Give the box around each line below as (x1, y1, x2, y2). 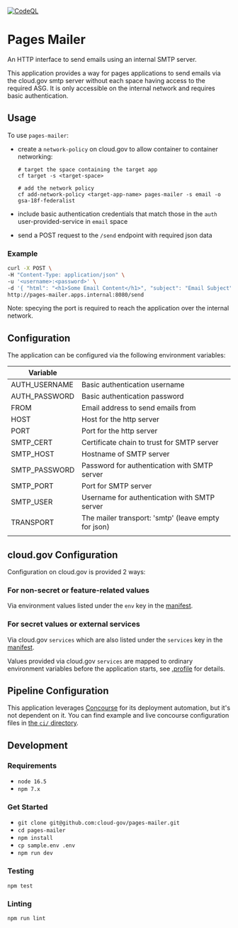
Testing (7, 866, 34, 876)
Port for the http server (81, 426, 158, 436)
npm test (7, 882, 33, 890)
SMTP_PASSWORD (11, 465, 75, 475)
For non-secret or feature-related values (7, 585, 150, 595)
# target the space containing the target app (17, 166, 158, 173)
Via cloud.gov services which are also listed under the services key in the (7, 635, 223, 644)
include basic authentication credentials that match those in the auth (17, 210, 217, 218)
